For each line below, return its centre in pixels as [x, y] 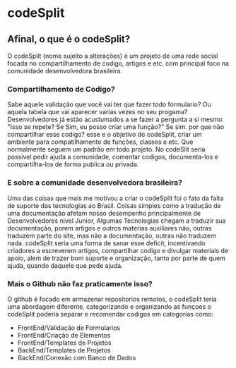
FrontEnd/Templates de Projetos [64, 343]
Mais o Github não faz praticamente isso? [80, 283]
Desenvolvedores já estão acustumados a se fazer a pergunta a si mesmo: [116, 119]
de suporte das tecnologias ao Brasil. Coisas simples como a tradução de [114, 205]
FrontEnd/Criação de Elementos [64, 335]
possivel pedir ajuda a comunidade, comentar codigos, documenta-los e [113, 157]
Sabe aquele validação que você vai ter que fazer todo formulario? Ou [110, 104]
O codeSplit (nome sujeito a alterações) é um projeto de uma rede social [113, 56]
